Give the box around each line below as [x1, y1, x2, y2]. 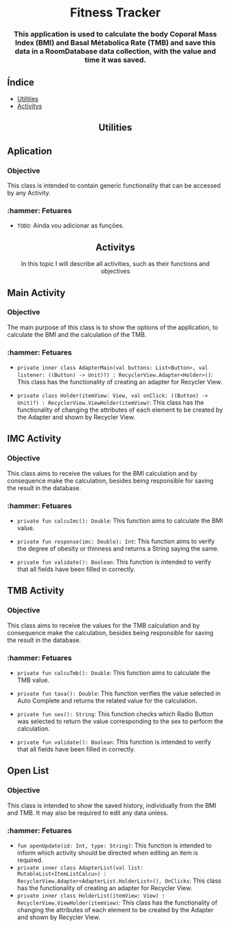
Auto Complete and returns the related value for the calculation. [16, 696, 198, 705]
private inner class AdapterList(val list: [16, 865, 144, 872]
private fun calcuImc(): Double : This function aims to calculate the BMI [16, 517, 223, 525]
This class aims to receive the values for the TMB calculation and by [7, 621, 200, 630]
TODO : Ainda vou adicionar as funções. [16, 221, 125, 230]
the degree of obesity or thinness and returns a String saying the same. [16, 544, 220, 553]
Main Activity [7, 287, 66, 298]
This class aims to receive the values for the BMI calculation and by [7, 469, 198, 477]
